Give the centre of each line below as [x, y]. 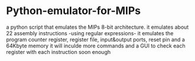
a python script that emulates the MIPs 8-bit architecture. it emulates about [97, 27]
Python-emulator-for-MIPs [74, 11]
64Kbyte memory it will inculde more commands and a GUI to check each [96, 46]
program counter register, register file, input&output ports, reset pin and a [95, 39]
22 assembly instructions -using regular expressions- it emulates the [90, 33]
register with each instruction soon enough [58, 52]
